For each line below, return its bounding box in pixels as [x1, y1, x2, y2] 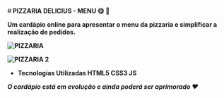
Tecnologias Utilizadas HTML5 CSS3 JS [17, 69, 137, 77]
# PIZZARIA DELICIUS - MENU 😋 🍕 [7, 7, 110, 15]
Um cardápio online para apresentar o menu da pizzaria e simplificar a [7, 20, 218, 28]
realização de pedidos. [7, 28, 76, 36]
